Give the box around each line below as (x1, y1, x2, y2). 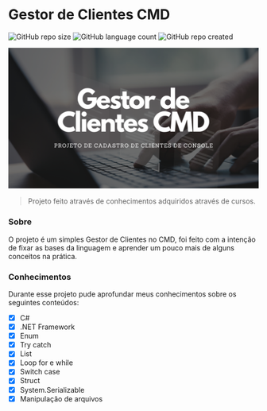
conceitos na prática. (8, 251, 78, 261)
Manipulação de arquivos (19, 394, 103, 403)
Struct (19, 376, 41, 386)
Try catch (19, 340, 52, 350)
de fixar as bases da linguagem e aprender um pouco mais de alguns (8, 242, 234, 252)
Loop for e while (19, 358, 74, 367)
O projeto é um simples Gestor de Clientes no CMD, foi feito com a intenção (8, 235, 256, 244)
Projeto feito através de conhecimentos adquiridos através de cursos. (27, 196, 256, 206)
